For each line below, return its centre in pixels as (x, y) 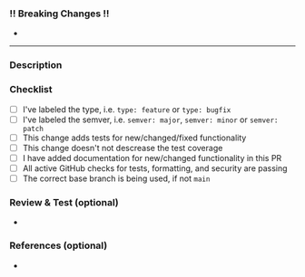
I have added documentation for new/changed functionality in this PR (152, 158)
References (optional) (59, 245)
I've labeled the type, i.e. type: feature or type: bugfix (127, 109)
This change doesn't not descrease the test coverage (123, 148)
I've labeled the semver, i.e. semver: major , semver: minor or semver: (150, 119)
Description (36, 65)
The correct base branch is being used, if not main (116, 178)
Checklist (31, 90)
